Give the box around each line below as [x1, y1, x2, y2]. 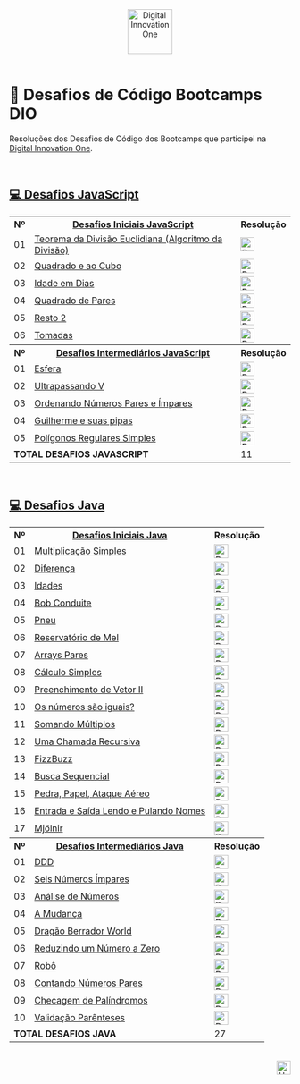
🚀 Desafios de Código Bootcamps [9, 85, 262, 106]
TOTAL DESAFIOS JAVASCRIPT [13, 447, 149, 460]
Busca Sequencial [34, 770, 110, 783]
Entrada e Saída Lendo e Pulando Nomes [34, 805, 206, 817]
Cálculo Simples [34, 666, 103, 679]
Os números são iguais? [34, 701, 136, 714]
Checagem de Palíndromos [34, 995, 148, 1007]
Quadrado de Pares [34, 294, 116, 307]
